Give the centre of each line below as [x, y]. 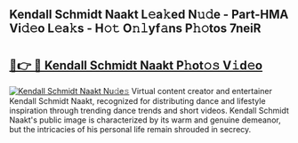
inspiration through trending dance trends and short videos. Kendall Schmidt [149, 111]
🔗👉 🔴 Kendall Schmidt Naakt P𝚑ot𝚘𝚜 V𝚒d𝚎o [136, 65]
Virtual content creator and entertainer [202, 91]
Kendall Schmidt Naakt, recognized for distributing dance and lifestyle [137, 101]
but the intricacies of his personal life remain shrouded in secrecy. [130, 129]
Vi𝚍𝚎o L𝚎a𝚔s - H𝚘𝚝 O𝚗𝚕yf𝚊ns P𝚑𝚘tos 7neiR [135, 29]
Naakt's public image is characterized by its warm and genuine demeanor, [145, 120]
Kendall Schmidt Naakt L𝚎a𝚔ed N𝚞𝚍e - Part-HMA [149, 15]
